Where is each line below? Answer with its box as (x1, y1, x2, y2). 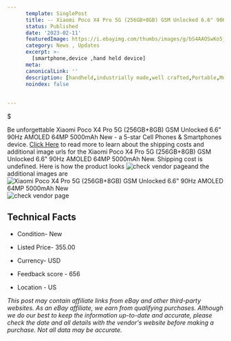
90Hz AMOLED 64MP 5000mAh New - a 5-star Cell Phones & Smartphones (7, 133, 222, 141)
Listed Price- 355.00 (16, 242, 76, 251)
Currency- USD (16, 256, 61, 265)
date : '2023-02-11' (25, 29, 81, 37)
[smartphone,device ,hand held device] (32, 55, 146, 62)
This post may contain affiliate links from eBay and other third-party (7, 296, 201, 304)
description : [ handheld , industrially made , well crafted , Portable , (25, 74, 220, 81)
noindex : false (25, 81, 69, 87)
